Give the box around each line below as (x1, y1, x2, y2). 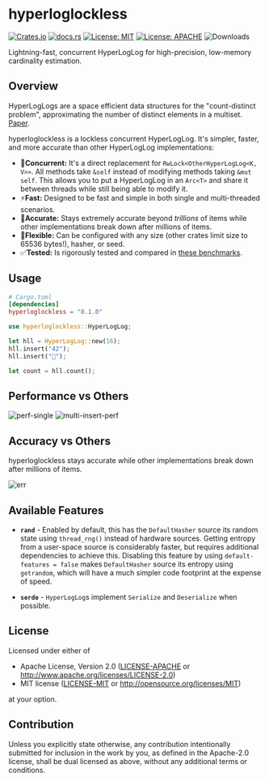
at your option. (8, 694, 57, 704)
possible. (19, 601, 51, 610)
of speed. (19, 576, 53, 586)
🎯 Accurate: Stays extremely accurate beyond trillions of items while (19, 213, 248, 223)
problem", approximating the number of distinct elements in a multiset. (8, 109, 242, 119)
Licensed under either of (8, 645, 90, 656)
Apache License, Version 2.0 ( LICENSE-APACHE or (19, 661, 191, 671)
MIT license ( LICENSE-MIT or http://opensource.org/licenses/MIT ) (19, 678, 242, 688)
